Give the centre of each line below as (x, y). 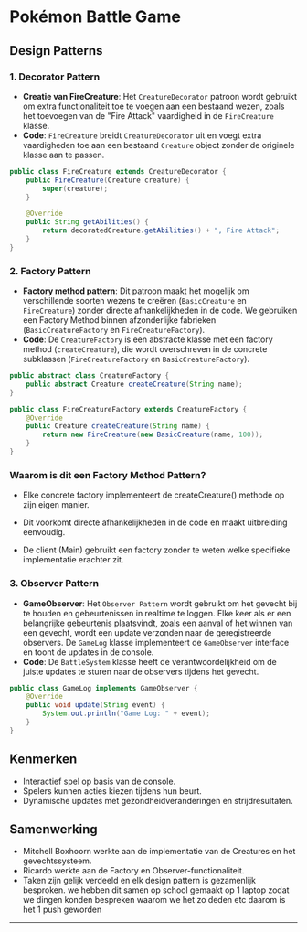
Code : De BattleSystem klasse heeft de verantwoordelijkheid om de (149, 661)
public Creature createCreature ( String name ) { (118, 426)
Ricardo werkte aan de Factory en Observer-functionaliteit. (133, 871)
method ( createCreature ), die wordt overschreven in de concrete (145, 349)
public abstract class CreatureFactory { (90, 376)
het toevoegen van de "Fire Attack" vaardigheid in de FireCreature (148, 115)
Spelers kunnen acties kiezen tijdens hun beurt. (112, 791)
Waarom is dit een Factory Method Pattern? (108, 475)
